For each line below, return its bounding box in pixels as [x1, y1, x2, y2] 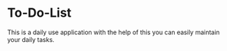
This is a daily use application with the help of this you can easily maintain [7, 28, 220, 36]
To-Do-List [7, 5, 72, 21]
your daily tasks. [7, 35, 54, 43]
